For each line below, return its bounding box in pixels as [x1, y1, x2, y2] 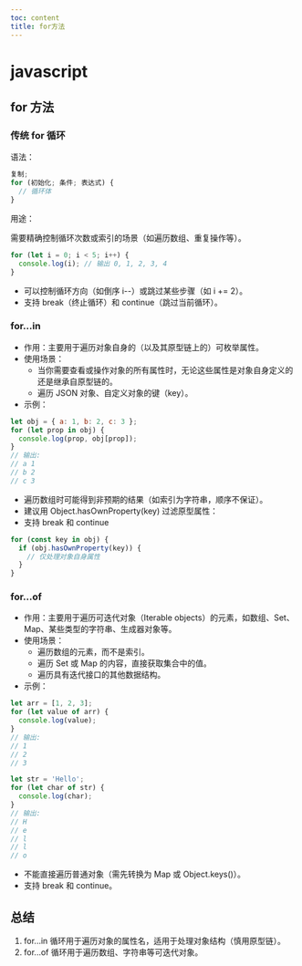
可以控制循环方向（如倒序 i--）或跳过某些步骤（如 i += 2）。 [23, 285, 248, 296]
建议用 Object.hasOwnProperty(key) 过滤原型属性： [23, 505, 218, 516]
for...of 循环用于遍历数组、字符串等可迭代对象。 [23, 947, 203, 958]
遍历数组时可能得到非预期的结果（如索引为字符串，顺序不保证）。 [23, 493, 268, 504]
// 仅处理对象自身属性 [26, 552, 101, 561]
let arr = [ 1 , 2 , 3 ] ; [10, 699, 93, 708]
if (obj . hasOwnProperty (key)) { [18, 544, 142, 553]
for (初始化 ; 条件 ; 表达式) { [10, 179, 115, 188]
